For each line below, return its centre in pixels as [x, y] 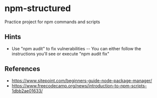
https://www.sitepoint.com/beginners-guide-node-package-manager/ [82, 81]
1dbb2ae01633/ [27, 91]
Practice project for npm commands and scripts [52, 22]
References [22, 69]
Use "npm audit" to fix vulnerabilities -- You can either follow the [76, 48]
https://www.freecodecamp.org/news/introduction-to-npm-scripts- [79, 85]
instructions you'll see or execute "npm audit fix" [61, 54]
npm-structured [38, 8]
